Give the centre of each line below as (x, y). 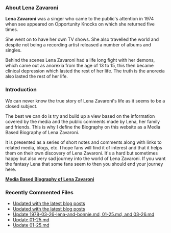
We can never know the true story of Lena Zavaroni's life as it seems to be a (85, 100)
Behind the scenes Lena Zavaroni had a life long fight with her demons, (80, 60)
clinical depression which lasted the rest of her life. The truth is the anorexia (85, 71)
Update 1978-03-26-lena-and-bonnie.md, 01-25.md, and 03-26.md (83, 214)
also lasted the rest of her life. (36, 76)
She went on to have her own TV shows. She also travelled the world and (82, 39)
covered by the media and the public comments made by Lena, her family (83, 121)
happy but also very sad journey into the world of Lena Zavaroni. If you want (86, 158)
